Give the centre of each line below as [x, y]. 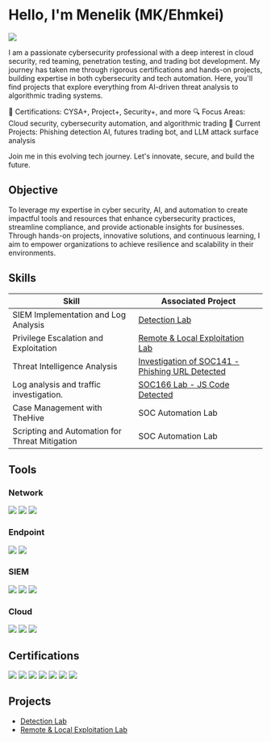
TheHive [28, 418]
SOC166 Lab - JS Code [184, 384]
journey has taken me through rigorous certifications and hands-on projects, [135, 70]
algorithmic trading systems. [56, 95]
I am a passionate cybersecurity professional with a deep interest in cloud [131, 52]
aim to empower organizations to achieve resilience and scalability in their [131, 244]
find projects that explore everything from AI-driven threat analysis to [124, 87]
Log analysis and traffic [57, 384]
